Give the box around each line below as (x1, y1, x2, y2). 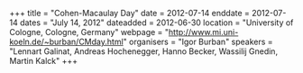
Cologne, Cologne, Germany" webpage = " (9, 27, 170, 37)
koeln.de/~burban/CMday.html (9, 36, 124, 47)
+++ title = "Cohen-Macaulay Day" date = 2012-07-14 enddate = (9, 8, 251, 18)
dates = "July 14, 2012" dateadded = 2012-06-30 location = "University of (19, 17, 294, 28)
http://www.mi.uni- (168, 27, 239, 37)
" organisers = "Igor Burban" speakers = (123, 36, 273, 47)
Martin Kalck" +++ (9, 56, 78, 66)
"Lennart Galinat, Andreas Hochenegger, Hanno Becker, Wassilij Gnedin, (9, 46, 278, 57)
